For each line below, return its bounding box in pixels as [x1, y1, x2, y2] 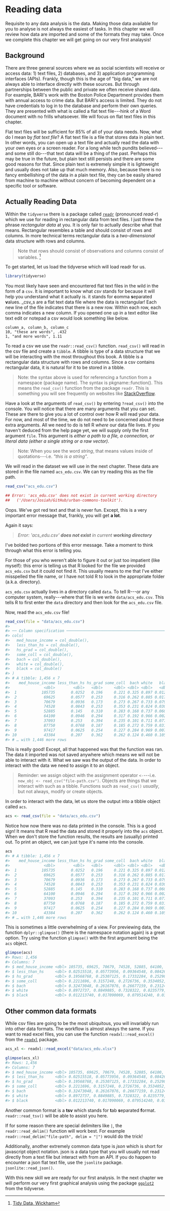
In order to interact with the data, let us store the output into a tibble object [5, 798, 161, 804]
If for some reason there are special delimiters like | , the [5, 1122, 122, 1129]
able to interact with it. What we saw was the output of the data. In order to [5, 757, 161, 763]
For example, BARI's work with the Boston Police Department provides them [5, 91, 164, 98]
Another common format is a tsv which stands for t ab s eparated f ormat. [5, 1107, 156, 1113]
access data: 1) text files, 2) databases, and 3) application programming [5, 70, 155, 76]
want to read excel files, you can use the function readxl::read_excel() [5, 1031, 155, 1037]
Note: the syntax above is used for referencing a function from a [17, 375, 152, 381]
